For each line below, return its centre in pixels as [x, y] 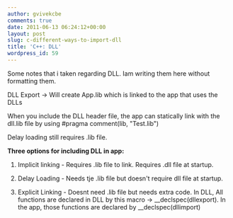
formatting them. [32, 81]
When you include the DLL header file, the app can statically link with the [114, 116]
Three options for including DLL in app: [66, 151]
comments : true [30, 21]
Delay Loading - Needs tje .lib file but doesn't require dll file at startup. [120, 178]
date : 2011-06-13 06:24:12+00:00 [57, 27]
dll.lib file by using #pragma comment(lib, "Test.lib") [83, 123]
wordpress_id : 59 [33, 54]
